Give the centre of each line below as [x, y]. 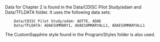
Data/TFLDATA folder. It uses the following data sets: [58, 12]
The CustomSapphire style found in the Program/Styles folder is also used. [80, 34]
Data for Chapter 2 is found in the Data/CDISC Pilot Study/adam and [73, 7]
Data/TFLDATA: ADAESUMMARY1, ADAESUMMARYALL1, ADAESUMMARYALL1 [80, 25]
